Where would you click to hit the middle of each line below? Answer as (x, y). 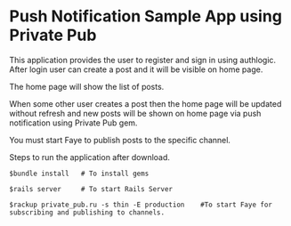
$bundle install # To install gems (79, 174)
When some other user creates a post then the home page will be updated (145, 103)
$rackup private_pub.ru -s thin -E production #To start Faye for (141, 205)
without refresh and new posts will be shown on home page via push (135, 113)
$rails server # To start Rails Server (91, 189)
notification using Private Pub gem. (73, 123)
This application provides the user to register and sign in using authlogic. (143, 60)
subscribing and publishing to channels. (87, 212)
